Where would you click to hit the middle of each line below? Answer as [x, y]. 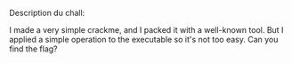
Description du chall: [47, 13]
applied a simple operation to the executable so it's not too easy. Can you [144, 39]
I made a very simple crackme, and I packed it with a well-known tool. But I [146, 30]
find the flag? [33, 49]
